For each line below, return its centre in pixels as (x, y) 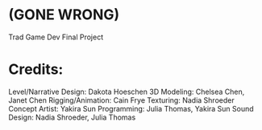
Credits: (36, 69)
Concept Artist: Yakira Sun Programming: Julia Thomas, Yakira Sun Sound (131, 108)
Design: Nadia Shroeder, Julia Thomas (72, 117)
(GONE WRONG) (64, 15)
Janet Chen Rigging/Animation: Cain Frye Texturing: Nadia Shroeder (122, 100)
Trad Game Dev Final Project (56, 37)
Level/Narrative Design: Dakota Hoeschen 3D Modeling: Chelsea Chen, (127, 91)
